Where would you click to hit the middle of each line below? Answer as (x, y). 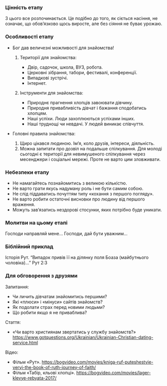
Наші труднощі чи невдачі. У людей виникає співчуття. (86, 124)
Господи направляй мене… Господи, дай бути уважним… (67, 234)
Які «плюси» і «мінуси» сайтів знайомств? (58, 302)
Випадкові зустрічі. (48, 78)
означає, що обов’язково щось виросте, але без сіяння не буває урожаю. (84, 24)
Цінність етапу (24, 8)
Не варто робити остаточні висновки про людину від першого (79, 199)
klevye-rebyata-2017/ (34, 378)
